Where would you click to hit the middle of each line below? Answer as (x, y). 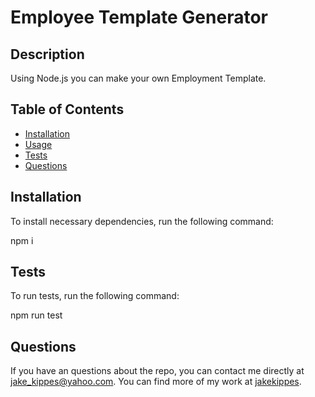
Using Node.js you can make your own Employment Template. (138, 78)
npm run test (36, 315)
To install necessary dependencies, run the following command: (142, 221)
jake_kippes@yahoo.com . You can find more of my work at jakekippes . (156, 382)
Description (47, 54)
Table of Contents (67, 109)
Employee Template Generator (139, 17)
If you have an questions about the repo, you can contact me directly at (157, 371)
